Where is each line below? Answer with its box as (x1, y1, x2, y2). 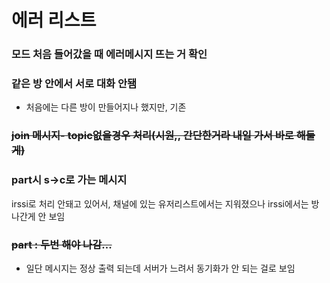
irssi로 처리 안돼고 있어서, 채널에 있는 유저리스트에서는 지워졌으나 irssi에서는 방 (11, 197, 320, 210)
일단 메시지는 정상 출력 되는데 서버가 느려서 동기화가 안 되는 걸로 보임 (25, 262, 296, 274)
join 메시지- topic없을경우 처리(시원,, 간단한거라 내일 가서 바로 (11, 129, 294, 143)
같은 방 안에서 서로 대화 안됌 (11, 77, 137, 91)
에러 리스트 (11, 9, 97, 32)
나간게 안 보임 (11, 210, 66, 222)
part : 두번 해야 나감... (11, 237, 113, 251)
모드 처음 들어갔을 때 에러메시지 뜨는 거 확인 (11, 47, 208, 61)
